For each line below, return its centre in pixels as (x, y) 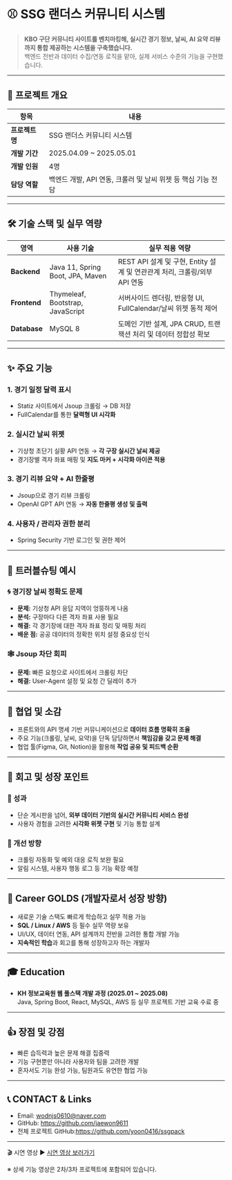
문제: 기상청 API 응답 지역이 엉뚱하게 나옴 (73, 608)
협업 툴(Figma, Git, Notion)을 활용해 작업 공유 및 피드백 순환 (98, 746)
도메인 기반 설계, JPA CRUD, (162, 324)
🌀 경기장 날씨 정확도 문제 (45, 592)
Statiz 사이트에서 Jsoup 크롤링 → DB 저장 (74, 406)
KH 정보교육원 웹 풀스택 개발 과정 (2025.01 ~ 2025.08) (92, 993)
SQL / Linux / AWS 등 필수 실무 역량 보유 (73, 925)
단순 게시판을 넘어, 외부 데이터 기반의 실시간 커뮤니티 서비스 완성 (103, 815)
